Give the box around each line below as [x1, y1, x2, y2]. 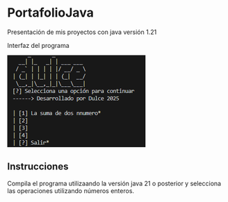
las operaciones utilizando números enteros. [7, 186, 134, 195]
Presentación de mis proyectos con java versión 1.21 [7, 28, 157, 36]
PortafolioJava [7, 5, 94, 21]
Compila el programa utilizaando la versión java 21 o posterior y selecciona [7, 179, 221, 187]
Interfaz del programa [7, 41, 70, 49]
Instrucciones [7, 161, 69, 173]
